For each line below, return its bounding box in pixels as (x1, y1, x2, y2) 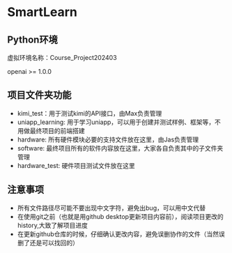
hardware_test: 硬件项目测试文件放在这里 (17, 161, 135, 169)
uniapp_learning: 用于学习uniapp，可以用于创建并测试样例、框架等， (17, 118, 215, 126)
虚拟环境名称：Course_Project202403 (7, 54, 117, 61)
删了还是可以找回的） (17, 238, 79, 247)
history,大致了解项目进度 (17, 221, 88, 229)
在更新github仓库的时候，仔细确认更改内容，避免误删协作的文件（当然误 (17, 229, 225, 238)
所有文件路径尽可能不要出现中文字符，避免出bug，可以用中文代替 (17, 204, 206, 212)
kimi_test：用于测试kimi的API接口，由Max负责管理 (17, 109, 162, 117)
